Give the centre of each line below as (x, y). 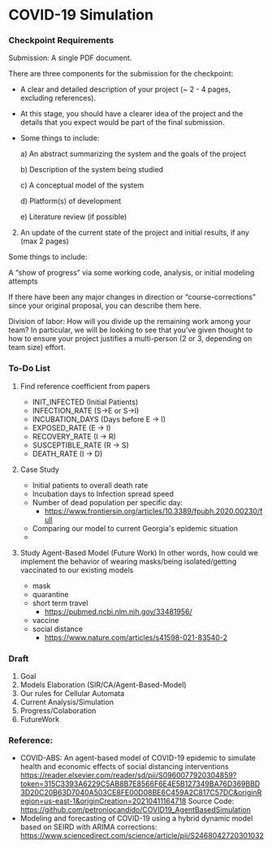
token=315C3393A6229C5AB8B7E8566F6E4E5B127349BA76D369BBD (140, 784)
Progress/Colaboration (58, 711)
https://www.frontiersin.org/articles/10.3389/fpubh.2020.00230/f (153, 511)
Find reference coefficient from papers (85, 386)
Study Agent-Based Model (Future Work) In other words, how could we (139, 552)
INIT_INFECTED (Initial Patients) (85, 402)
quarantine (50, 594)
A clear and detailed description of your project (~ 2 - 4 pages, (125, 89)
